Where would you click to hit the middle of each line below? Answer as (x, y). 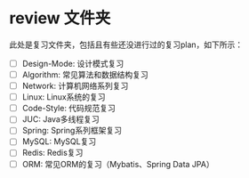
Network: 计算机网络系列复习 (75, 86)
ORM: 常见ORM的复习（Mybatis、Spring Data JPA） (118, 164)
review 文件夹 (60, 18)
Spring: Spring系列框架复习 (72, 131)
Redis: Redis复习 (52, 153)
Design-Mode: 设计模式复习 (73, 63)
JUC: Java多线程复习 (60, 119)
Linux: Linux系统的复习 (64, 97)
